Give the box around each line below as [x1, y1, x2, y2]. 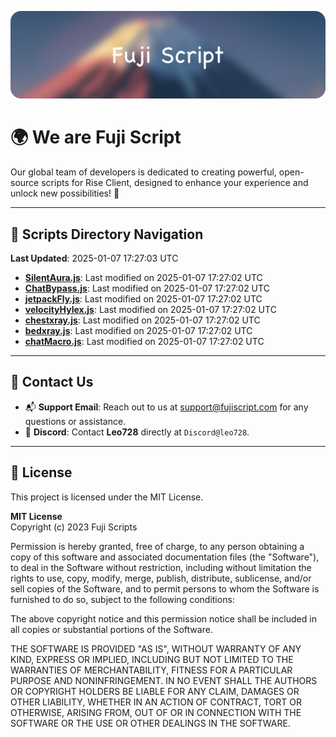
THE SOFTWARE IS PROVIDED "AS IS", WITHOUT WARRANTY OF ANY [10, 642, 302, 655]
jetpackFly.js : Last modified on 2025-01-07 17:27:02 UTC [24, 293, 263, 305]
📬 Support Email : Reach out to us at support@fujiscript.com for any [24, 401, 309, 413]
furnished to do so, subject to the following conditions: [10, 593, 235, 605]
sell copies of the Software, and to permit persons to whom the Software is [10, 582, 320, 595]
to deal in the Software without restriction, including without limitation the [10, 561, 312, 573]
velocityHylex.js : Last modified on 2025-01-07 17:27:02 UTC [24, 304, 277, 316]
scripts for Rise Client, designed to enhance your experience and [41, 177, 309, 189]
